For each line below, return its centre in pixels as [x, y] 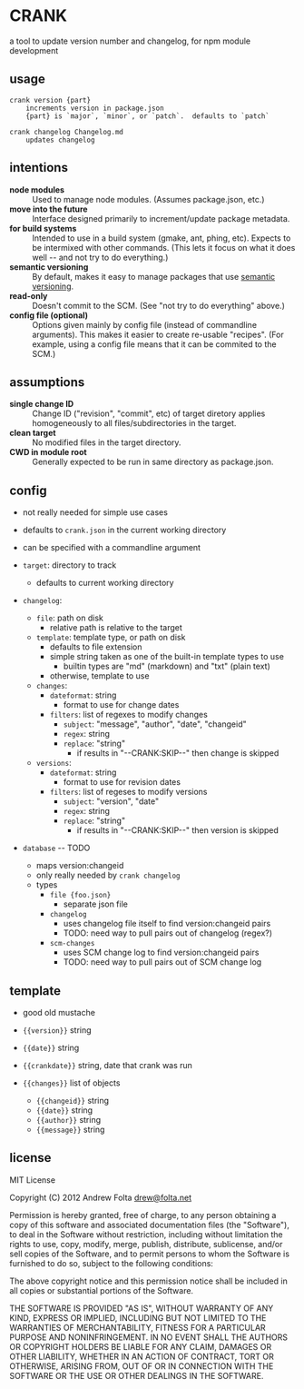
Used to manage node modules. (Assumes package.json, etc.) [148, 199]
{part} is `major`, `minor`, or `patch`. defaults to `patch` [148, 116]
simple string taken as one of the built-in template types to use [167, 657]
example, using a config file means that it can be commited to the [154, 344]
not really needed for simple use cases [95, 512]
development [34, 50]
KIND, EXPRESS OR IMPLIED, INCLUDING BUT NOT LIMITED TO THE [138, 1317]
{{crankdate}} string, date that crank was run [108, 1065]
